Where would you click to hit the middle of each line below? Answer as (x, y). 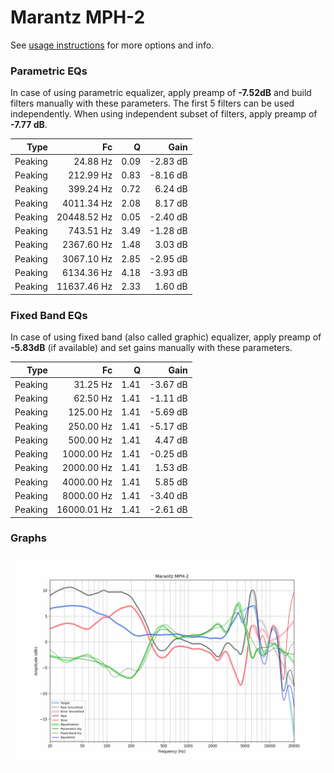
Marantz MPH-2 (78, 17)
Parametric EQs (49, 71)
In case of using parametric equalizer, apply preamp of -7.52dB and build (161, 93)
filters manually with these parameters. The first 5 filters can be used (152, 103)
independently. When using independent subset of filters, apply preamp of (164, 114)
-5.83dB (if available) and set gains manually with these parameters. (151, 348)
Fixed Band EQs (49, 315)
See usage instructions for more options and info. (112, 45)
